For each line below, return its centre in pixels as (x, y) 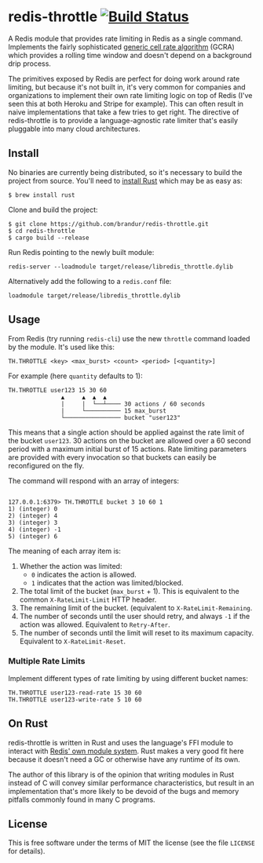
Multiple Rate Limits (47, 661)
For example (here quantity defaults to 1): (75, 376)
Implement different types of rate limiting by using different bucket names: (128, 678)
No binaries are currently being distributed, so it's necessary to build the (125, 172)
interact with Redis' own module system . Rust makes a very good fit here (126, 751)
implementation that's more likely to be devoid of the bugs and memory (124, 791)
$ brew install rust (42, 195)
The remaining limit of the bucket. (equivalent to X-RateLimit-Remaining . (136, 607)
